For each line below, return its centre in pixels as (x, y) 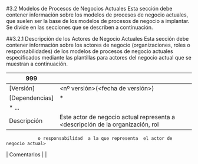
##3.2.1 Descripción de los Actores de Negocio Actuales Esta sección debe (98, 39)
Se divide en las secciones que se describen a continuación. (80, 27)
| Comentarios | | (27, 155)
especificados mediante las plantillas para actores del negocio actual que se (99, 58)
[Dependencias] (32, 98)
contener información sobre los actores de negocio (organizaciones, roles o (98, 45)
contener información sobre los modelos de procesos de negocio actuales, (97, 15)
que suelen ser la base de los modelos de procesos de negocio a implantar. (98, 21)
